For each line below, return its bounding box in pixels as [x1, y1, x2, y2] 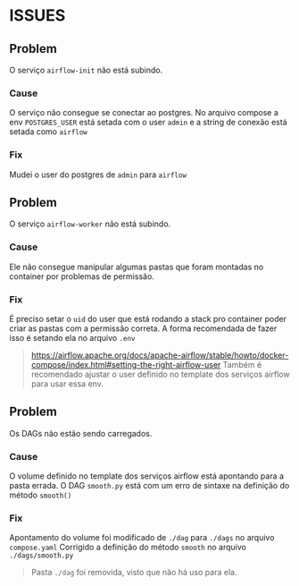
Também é [222, 360, 262, 369]
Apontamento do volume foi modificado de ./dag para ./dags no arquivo [9, 532, 275, 543]
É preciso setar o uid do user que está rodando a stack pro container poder [9, 314, 287, 324]
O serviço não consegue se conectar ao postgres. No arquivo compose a [9, 107, 279, 118]
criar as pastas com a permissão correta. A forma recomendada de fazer [9, 323, 278, 334]
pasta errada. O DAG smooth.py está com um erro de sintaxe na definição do [9, 480, 290, 491]
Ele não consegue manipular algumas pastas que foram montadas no [9, 261, 264, 272]
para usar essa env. [30, 378, 104, 389]
